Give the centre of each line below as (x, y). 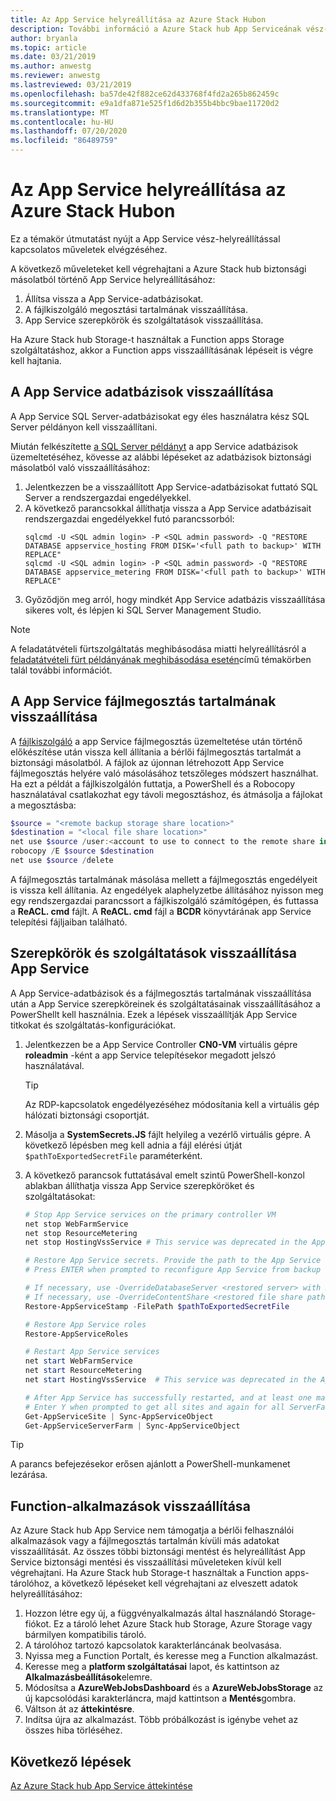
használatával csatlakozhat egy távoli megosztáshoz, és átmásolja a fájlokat (166, 794)
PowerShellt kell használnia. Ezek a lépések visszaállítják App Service (154, 1014)
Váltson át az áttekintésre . (79, 1709)
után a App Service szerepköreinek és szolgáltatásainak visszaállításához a (165, 1003)
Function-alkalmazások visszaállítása (130, 1506)
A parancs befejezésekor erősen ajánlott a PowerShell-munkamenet (150, 1464)
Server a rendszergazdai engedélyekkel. (108, 497)
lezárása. (29, 1475)
